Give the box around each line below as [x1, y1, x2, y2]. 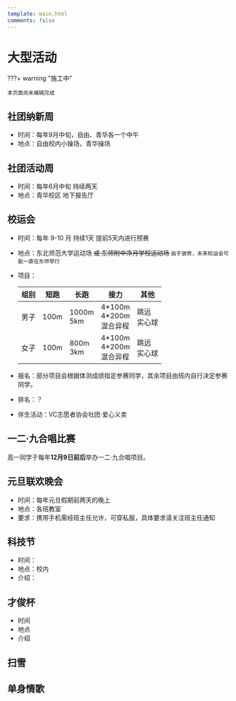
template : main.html [7, 10, 68, 18]
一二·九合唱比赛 [7, 433, 76, 445]
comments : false [7, 17, 55, 24]
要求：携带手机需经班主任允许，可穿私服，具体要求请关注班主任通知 [17, 513, 216, 522]
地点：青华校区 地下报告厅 [17, 191, 94, 200]
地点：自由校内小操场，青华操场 [17, 139, 111, 148]
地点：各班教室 [17, 504, 61, 513]
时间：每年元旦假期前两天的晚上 [17, 496, 111, 504]
